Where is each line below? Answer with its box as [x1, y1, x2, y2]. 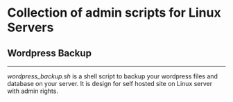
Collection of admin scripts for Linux [7, 5, 221, 21]
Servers [7, 19, 54, 35]
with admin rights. [7, 87, 59, 95]
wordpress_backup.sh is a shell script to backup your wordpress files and [7, 72, 218, 80]
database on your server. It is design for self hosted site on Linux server [7, 80, 213, 87]
